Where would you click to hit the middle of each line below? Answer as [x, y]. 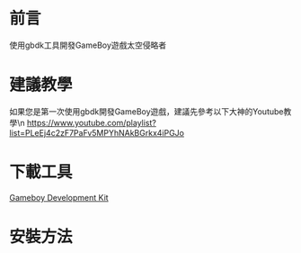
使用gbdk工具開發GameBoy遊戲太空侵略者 [88, 45]
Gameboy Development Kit [59, 197]
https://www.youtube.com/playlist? [92, 122]
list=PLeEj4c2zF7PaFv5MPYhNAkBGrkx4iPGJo [97, 132]
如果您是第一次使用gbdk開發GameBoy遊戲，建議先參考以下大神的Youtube [146, 111]
